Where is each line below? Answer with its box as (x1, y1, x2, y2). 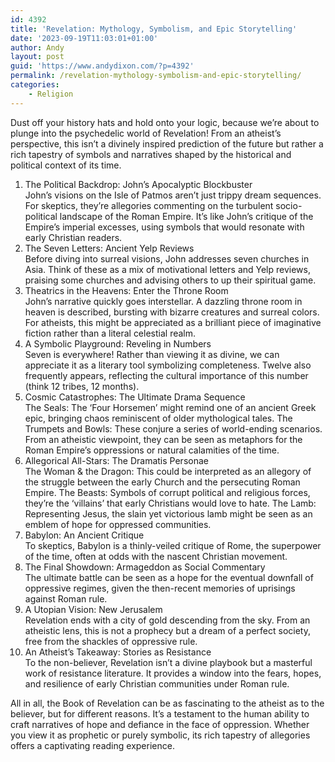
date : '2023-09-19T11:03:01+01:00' (10, 33, 159, 43)
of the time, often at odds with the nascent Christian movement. (24, 550, 288, 562)
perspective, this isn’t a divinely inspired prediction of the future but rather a (10, 137, 324, 150)
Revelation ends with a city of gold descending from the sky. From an (24, 614, 311, 626)
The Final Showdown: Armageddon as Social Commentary (24, 561, 266, 573)
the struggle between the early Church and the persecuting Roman (24, 476, 301, 488)
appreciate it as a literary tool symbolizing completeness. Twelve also (24, 359, 312, 371)
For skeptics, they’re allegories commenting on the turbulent (24, 199, 274, 211)
